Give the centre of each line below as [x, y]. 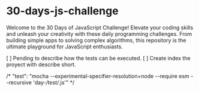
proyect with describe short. [41, 65]
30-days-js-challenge [62, 11]
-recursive [19, 82]
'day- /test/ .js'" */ [54, 82]
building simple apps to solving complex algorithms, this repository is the [96, 40]
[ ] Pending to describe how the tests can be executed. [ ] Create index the [98, 58]
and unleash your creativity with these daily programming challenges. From [99, 33]
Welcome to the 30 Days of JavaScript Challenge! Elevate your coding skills [100, 27]
